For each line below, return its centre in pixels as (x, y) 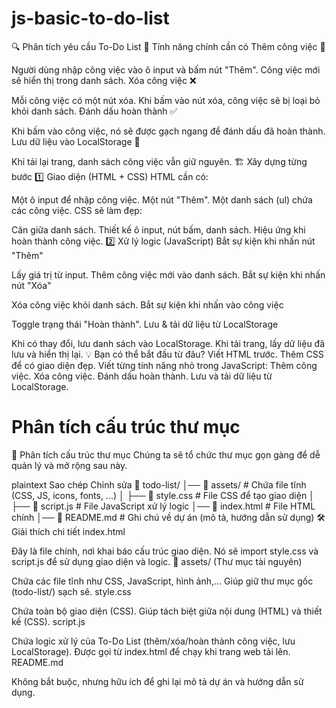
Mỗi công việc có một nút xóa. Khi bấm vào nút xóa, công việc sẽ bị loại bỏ (166, 100)
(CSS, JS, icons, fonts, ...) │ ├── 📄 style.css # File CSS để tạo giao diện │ (163, 495)
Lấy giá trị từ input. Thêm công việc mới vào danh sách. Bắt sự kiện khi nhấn (168, 274)
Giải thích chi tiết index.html (68, 531)
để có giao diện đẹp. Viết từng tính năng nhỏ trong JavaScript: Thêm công (164, 365)
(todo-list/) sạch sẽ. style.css (71, 591)
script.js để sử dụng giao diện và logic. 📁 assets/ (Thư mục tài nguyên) (157, 561)
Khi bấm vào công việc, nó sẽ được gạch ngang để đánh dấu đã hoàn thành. (168, 131)
